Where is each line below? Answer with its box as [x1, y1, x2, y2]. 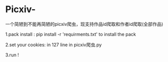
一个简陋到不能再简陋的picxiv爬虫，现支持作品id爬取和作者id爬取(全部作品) [5, 21, 163, 27]
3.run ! [5, 52, 19, 58]
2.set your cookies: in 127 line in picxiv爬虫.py [5, 42, 102, 48]
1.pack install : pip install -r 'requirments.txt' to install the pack [5, 31, 136, 37]
